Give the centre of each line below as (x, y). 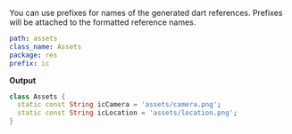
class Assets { (38, 97)
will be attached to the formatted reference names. (103, 22)
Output (23, 80)
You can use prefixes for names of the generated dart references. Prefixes (146, 13)
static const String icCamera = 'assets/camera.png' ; (119, 105)
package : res (33, 55)
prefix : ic (29, 63)
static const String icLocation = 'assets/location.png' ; (128, 113)
